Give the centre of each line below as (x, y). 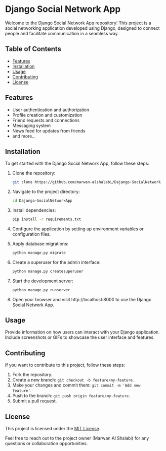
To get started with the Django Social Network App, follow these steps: (77, 163)
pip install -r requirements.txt (47, 219)
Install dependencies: (34, 210)
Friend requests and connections (46, 120)
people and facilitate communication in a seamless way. (62, 33)
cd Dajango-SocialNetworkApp (42, 201)
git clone (22, 182)
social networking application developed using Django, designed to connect (83, 28)
